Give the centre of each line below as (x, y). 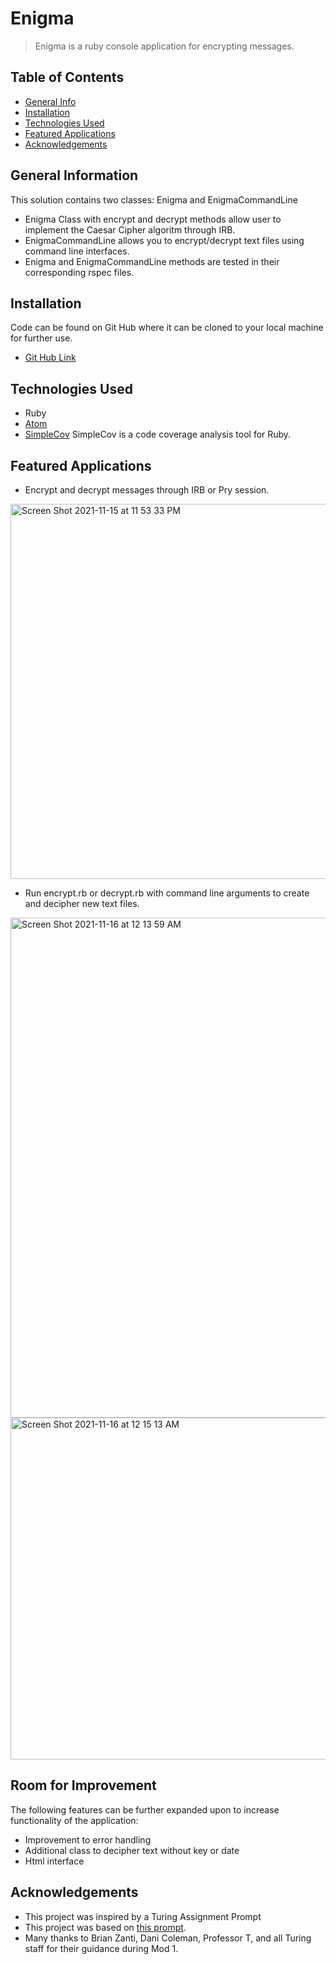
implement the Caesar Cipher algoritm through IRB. (130, 229)
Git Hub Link (50, 358)
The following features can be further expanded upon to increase (145, 1809)
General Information (74, 175)
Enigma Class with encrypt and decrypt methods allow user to (153, 219)
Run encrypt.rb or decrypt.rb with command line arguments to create (167, 893)
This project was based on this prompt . (105, 1927)
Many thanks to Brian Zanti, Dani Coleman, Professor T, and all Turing (168, 1938)
